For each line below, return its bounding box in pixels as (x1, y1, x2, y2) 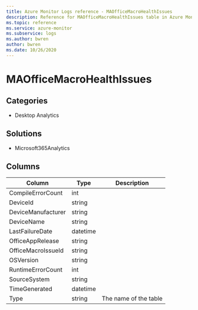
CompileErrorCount (9, 189, 63, 197)
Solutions (6, 129, 42, 139)
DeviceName (9, 218, 45, 226)
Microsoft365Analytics (14, 144, 70, 151)
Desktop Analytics (14, 112, 60, 119)
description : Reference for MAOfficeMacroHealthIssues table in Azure (6, 14, 183, 20)
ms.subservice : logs (6, 31, 57, 37)
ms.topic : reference (6, 19, 57, 25)
